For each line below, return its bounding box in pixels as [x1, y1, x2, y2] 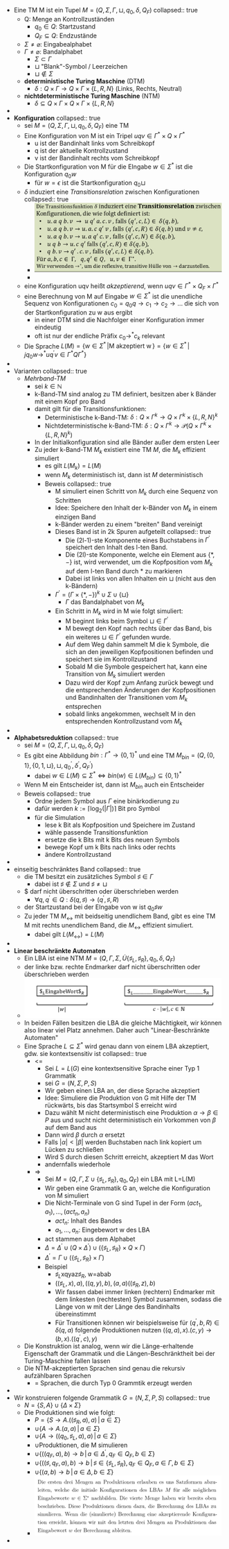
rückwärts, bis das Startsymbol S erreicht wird [44, 1100, 177, 1110]
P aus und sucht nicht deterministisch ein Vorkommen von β [44, 1116, 217, 1124]
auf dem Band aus [44, 1123, 97, 1131]
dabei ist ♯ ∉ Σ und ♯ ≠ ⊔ [34, 880, 107, 888]
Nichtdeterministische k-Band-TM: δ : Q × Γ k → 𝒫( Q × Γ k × [44, 420, 212, 430]
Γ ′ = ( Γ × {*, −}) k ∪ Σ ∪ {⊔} [55, 589, 129, 598]
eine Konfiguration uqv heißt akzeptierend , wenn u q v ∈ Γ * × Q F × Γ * [24, 281, 219, 292]
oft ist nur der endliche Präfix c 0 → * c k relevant [34, 330, 165, 342]
